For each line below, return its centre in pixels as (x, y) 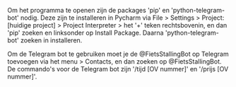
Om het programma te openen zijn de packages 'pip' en (88, 10)
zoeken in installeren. (51, 40)
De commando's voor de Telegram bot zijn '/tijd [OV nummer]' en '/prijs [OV (118, 69)
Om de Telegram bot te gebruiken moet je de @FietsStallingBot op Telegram (118, 54)
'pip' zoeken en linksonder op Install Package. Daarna (85, 33)
